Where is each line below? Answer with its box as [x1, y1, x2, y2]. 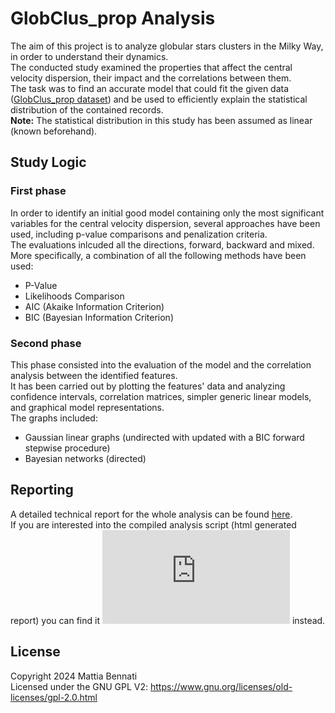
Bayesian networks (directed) [24, 452, 147, 464]
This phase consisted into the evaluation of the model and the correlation [10, 358, 312, 371]
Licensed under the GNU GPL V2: [10, 680, 149, 692]
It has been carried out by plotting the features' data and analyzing [10, 380, 286, 392]
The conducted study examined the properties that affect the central [10, 61, 293, 73]
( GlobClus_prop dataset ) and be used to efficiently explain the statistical [10, 93, 308, 105]
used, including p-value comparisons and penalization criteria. [10, 228, 268, 240]
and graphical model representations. [10, 401, 165, 413]
